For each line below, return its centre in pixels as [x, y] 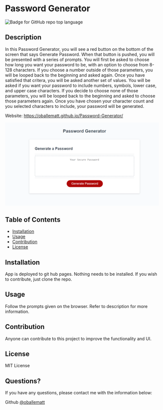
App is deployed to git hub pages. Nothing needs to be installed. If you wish [81, 274]
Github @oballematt [25, 402]
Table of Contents [33, 219]
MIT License [18, 366]
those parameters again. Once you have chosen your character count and [79, 101]
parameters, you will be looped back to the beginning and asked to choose [80, 96]
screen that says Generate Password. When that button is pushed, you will [80, 54]
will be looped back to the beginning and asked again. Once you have [75, 75]
